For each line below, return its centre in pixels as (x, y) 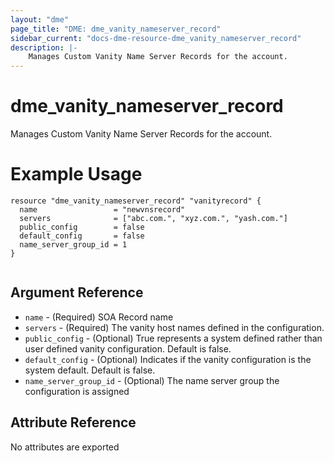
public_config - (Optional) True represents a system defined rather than (173, 338)
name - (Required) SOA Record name (99, 317)
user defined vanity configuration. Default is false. (128, 348)
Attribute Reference (73, 422)
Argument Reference (77, 292)
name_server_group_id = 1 (73, 245)
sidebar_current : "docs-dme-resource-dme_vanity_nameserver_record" (156, 38)
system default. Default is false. (90, 370)
